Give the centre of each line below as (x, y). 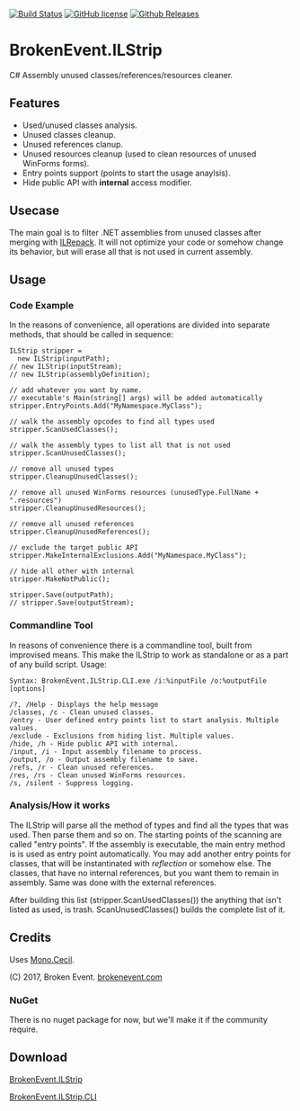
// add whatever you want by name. (76, 390)
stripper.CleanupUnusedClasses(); (74, 477)
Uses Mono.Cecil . (42, 959)
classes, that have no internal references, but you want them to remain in (144, 873)
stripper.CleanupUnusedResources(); (78, 508)
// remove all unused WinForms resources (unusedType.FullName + (134, 493)
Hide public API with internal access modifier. (107, 182)
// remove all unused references (72, 524)
